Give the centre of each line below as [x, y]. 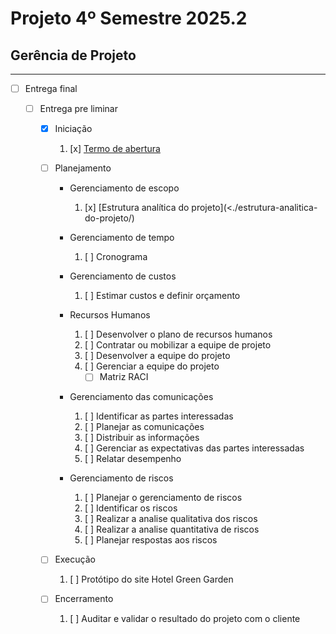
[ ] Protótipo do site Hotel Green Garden [151, 579]
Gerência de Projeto [73, 55]
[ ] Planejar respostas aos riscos [151, 540]
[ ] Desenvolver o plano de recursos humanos [178, 334]
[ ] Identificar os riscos [131, 508]
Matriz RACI [124, 377]
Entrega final [51, 88]
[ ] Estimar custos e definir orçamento [162, 296]
